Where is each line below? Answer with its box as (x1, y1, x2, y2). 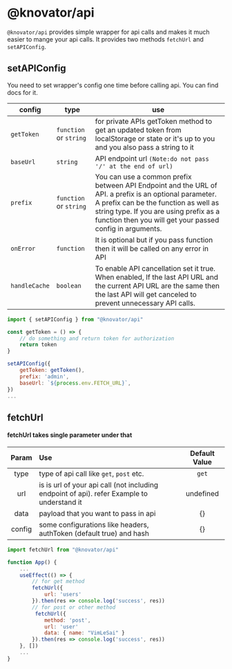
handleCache (10, 282, 50, 289)
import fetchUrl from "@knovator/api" (7, 546, 119, 553)
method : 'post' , (43, 616, 91, 624)
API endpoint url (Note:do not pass (95, 154, 209, 163)
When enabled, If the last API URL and (95, 272, 219, 282)
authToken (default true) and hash (39, 528, 150, 538)
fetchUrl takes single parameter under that (7, 431, 133, 439)
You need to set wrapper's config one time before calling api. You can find (7, 81, 219, 89)
